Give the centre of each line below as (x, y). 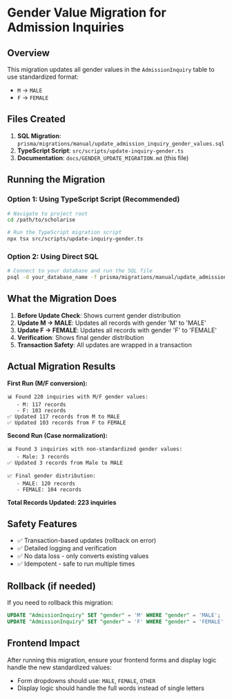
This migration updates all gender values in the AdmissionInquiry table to (111, 69)
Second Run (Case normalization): (58, 435)
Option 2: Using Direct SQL (53, 256)
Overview (29, 53)
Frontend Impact (43, 643)
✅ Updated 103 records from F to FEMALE (67, 423)
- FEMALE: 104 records (49, 489)
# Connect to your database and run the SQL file (80, 271)
